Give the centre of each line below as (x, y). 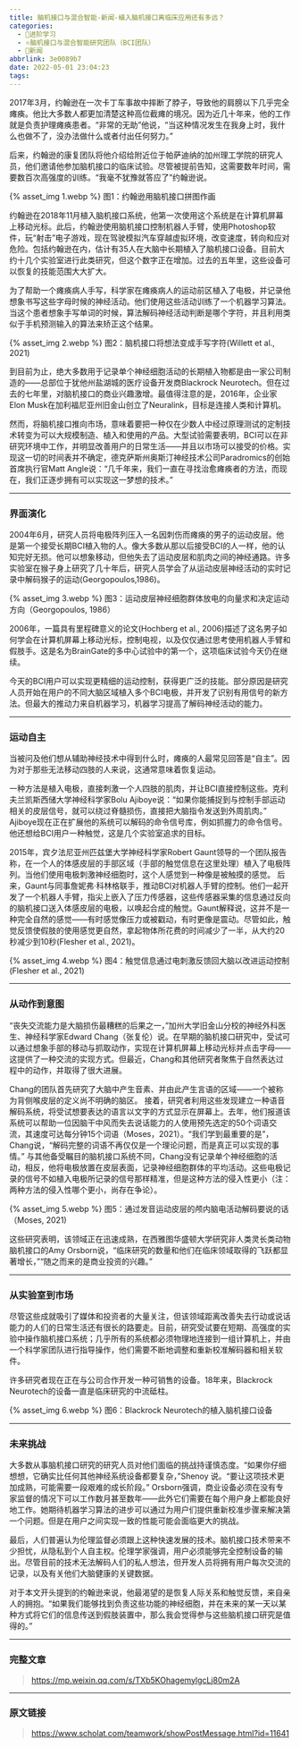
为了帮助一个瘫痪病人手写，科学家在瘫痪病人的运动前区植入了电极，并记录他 (150, 290)
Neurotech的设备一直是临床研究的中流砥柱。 (92, 1391)
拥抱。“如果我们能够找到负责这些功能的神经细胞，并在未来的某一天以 (152, 1604)
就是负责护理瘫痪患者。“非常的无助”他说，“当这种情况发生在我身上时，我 (144, 124)
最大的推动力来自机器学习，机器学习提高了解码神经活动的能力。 (150, 704)
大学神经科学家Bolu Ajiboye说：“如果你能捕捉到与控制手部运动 (171, 800)
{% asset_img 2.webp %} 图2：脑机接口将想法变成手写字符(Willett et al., (142, 343)
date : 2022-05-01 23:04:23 (59, 68)
